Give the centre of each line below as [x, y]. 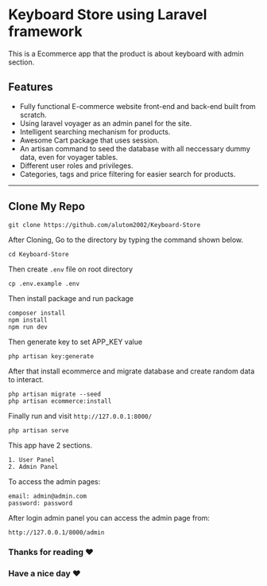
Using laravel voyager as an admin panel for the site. [106, 123]
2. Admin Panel [33, 467]
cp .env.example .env [44, 283]
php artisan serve [39, 430]
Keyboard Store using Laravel [108, 15]
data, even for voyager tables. [69, 157]
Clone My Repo [47, 207]
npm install [28, 320]
